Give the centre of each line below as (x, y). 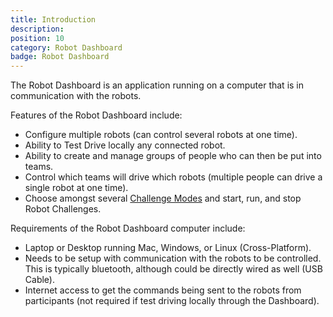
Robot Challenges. (63, 209)
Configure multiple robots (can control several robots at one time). (161, 135)
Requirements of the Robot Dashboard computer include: (128, 228)
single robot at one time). (76, 188)
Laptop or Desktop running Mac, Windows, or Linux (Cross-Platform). (168, 248)
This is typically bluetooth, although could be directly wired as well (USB (173, 269)
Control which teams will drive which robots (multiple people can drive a (173, 177)
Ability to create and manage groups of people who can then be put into (173, 156)
